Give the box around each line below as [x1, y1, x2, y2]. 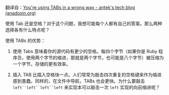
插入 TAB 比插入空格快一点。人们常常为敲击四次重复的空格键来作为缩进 [12, 72, 162, 77]
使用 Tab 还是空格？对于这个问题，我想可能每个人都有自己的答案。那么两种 [5, 21, 162, 26]
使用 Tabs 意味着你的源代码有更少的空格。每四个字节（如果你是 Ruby [12, 49, 157, 54]
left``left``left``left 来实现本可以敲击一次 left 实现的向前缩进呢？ [12, 84, 160, 90]
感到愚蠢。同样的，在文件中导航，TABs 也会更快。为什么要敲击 [12, 78, 145, 84]
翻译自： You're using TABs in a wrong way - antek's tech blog [5, 5, 136, 10]
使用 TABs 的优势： [5, 37, 46, 43]
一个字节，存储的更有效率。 [12, 61, 71, 67]
